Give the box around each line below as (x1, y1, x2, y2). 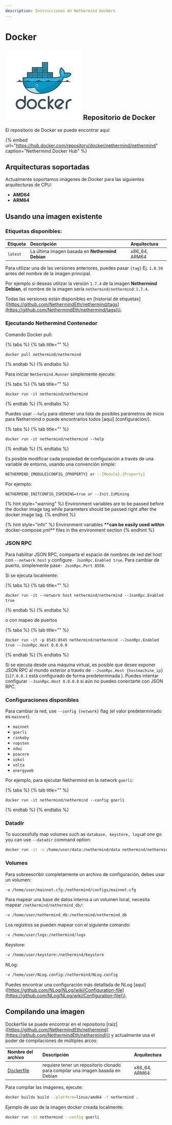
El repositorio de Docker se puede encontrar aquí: (5, 127, 111, 133)
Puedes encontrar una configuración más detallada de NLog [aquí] (5, 981, 146, 988)
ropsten (12, 741, 29, 746)
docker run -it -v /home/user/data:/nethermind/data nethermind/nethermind (5, 847, 170, 852)
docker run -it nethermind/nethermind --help (5, 436, 104, 442)
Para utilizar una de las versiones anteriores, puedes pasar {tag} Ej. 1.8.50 (5, 265, 163, 271)
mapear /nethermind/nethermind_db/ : (5, 902, 84, 908)
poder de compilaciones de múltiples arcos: (5, 1037, 98, 1044)
